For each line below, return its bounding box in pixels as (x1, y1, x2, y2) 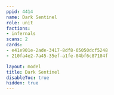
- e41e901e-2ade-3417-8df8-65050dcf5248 (6, 47, 109, 53)
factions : (6, 25, 31, 31)
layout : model (6, 64, 42, 69)
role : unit (6, 20, 33, 26)
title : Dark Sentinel (6, 69, 60, 75)
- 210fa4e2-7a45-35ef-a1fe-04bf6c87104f (6, 53, 109, 59)
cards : (6, 42, 23, 48)
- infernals (6, 31, 36, 37)
